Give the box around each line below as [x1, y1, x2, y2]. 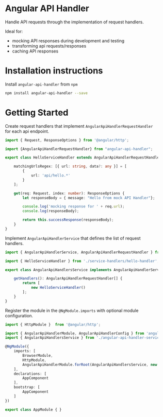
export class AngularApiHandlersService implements [5, 267, 112, 272]
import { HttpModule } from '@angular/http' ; [5, 322, 101, 327]
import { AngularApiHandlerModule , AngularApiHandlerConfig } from [5, 331, 145, 336]
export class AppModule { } [5, 407, 62, 412]
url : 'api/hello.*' [31, 173, 70, 178]
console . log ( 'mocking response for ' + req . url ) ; [22, 204, 125, 209]
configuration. [5, 313, 33, 318]
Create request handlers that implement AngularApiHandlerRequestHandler [5, 123, 153, 129]
